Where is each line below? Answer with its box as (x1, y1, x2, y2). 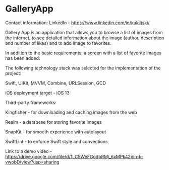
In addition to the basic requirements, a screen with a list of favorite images (5, 50, 162, 56)
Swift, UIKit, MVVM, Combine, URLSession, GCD (5, 80, 106, 86)
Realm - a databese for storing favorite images (5, 119, 102, 125)
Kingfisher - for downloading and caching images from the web (5, 109, 137, 115)
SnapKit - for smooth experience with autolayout (5, 129, 106, 135)
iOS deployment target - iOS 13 (5, 90, 70, 96)
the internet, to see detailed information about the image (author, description (5, 35, 164, 41)
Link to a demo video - (5, 148, 52, 154)
